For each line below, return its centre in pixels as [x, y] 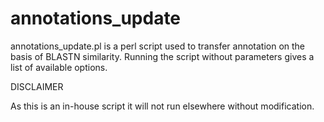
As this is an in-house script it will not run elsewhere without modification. [162, 106]
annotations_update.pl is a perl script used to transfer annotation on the [158, 46]
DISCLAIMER [37, 86]
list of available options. [59, 67]
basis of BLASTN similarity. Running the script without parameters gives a [162, 56]
